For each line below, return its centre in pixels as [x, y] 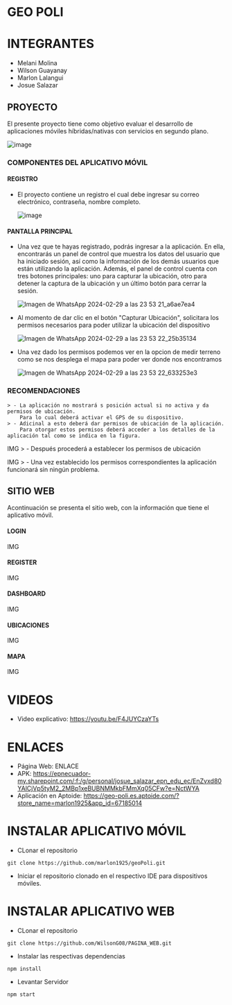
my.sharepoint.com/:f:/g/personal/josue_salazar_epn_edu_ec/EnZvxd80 [119, 781]
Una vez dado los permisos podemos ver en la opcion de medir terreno [119, 352]
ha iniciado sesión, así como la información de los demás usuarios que [118, 262]
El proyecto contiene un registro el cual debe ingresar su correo [108, 194]
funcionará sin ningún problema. [54, 469]
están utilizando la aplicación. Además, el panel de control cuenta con [117, 269]
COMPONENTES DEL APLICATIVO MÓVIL [78, 162]
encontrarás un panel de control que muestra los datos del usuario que [118, 254]
